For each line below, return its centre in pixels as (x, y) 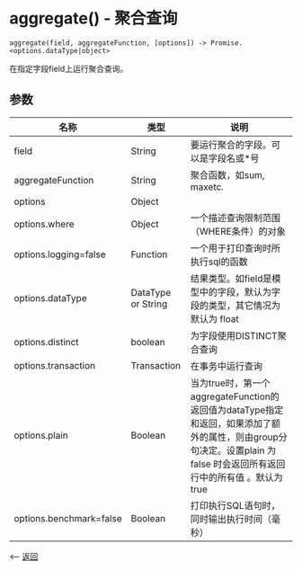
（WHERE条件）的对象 (238, 231)
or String (149, 304)
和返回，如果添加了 (231, 423)
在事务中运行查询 (226, 366)
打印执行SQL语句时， (235, 505)
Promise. (226, 43)
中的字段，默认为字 (240, 291)
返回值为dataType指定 (237, 410)
